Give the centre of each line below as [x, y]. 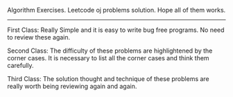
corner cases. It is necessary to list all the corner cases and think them [108, 58]
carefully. [20, 65]
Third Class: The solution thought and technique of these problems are [108, 79]
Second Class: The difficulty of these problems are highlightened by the [110, 51]
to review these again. [39, 37]
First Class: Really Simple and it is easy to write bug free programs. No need [116, 30]
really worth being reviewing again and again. [72, 86]
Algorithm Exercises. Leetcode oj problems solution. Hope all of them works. [116, 10]
